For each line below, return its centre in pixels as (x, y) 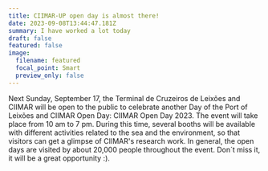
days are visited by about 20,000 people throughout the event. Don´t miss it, (134, 149)
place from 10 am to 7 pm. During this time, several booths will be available (132, 124)
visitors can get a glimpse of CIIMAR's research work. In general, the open (131, 140)
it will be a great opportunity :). (59, 158)
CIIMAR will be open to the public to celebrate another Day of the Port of (128, 107)
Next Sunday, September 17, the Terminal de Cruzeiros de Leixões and (124, 98)
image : (19, 53)
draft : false (30, 38)
